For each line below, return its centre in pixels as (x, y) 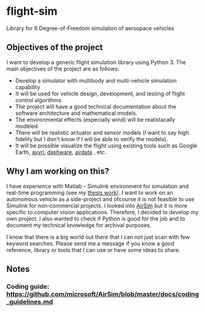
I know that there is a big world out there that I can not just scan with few (98, 237)
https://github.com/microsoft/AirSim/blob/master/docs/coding (103, 294)
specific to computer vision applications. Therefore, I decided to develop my (102, 212)
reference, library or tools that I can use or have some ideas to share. (93, 250)
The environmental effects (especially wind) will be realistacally (95, 119)
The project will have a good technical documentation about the (95, 106)
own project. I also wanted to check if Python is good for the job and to (96, 218)
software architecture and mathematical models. (76, 113)
